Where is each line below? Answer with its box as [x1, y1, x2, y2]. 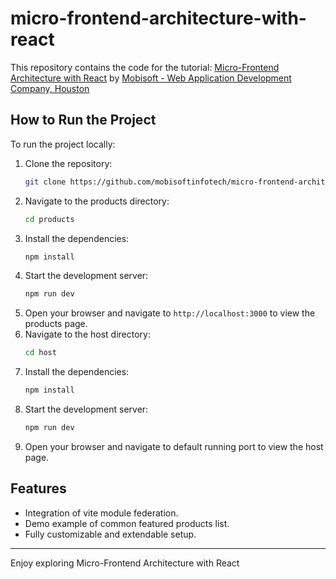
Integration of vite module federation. [24, 507, 179, 519]
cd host [24, 348, 57, 358]
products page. [24, 318, 88, 330]
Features [10, 480, 67, 497]
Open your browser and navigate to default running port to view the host [24, 440, 324, 452]
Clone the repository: [24, 157, 113, 169]
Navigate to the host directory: [24, 328, 151, 341]
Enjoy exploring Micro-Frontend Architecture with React [10, 557, 240, 569]
